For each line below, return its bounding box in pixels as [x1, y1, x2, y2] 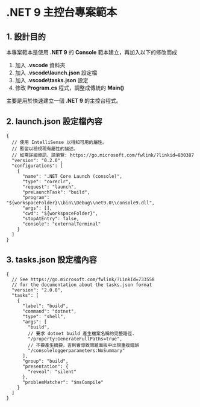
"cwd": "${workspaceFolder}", [22, 210, 98, 217]
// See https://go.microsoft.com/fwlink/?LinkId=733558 [11, 276, 155, 282]
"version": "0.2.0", [11, 157, 63, 163]
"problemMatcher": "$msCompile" [22, 379, 104, 385]
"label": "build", [22, 303, 69, 309]
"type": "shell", [22, 313, 66, 319]
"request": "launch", [22, 184, 77, 190]
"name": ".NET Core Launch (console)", [22, 173, 122, 179]
